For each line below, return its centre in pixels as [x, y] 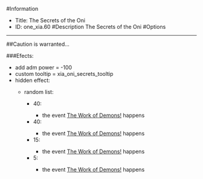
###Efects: [20, 56]
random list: [39, 92]
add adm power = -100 [43, 68]
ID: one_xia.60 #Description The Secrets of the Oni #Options [90, 27]
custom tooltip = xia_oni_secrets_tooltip [64, 74]
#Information [22, 9]
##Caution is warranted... [38, 44]
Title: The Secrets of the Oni [50, 20]
